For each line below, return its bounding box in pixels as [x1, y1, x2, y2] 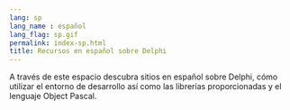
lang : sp [9, 13, 42, 23]
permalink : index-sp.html [9, 38, 106, 48]
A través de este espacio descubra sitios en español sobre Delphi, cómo [9, 71, 278, 82]
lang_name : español [9, 22, 87, 31]
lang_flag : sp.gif [9, 30, 78, 39]
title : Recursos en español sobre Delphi [9, 47, 168, 56]
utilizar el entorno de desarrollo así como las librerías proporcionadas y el [9, 81, 282, 92]
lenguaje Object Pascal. [9, 91, 97, 102]
